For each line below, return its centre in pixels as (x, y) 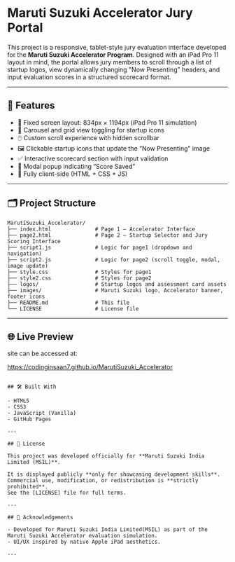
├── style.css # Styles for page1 (79, 272)
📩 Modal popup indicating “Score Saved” (76, 166)
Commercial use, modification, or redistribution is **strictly (103, 481)
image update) (28, 266)
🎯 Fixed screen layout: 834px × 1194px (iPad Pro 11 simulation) (107, 122)
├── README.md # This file (69, 303)
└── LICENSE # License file (73, 309)
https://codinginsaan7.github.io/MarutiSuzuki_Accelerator (90, 367)
